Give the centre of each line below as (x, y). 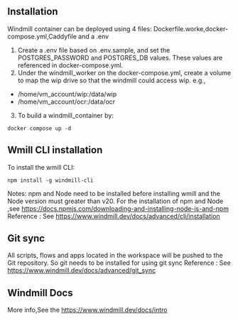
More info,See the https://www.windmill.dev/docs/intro (87, 310)
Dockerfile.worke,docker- (191, 28)
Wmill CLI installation (55, 150)
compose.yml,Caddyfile (42, 36)
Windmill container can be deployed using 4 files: (80, 28)
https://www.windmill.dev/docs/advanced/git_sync (82, 271)
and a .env (93, 36)
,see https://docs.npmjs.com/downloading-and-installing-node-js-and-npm (118, 208)
